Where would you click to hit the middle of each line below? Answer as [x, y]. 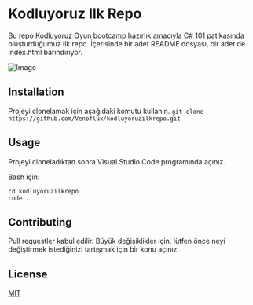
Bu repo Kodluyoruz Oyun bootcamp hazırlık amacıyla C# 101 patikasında [126, 35]
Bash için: [24, 177]
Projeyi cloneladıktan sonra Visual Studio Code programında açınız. [117, 161]
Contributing [40, 222]
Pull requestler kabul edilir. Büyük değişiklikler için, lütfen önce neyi [117, 241]
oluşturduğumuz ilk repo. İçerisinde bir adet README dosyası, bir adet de [127, 43]
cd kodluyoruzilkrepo [44, 191]
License [28, 274]
